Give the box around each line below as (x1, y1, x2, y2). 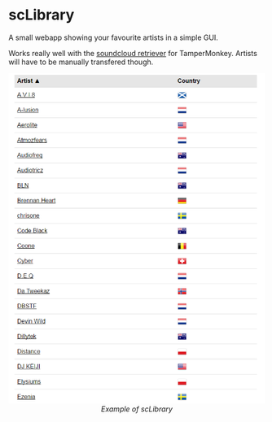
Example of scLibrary (100, 404, 173, 414)
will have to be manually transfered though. (8, 57, 154, 67)
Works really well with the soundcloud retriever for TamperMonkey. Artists (8, 48, 258, 58)
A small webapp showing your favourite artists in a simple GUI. (8, 33, 218, 42)
